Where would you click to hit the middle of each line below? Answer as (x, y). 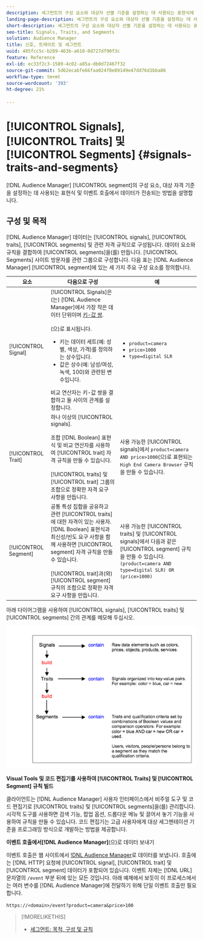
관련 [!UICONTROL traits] (82, 514)
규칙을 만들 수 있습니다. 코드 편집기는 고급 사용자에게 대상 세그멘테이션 (105, 821)
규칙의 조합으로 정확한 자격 (82, 587)
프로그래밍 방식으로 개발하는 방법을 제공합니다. (72, 829)
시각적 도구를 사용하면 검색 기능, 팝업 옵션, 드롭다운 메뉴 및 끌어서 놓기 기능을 (97, 814)
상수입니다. (79, 356)
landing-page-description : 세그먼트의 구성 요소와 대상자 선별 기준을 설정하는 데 (98, 19)
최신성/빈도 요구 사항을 (77, 537)
